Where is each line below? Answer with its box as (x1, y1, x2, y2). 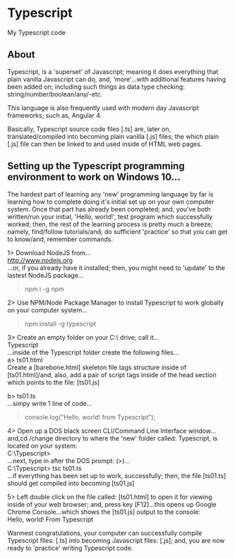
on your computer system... (7, 305, 88, 314)
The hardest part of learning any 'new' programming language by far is (7, 190, 214, 198)
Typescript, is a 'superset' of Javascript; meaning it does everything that (7, 67, 219, 75)
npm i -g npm (24, 284, 65, 293)
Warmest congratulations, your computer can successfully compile (7, 529, 203, 537)
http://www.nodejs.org (7, 256, 73, 264)
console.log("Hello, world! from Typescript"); (24, 412, 156, 421)
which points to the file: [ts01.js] (7, 378, 100, 386)
